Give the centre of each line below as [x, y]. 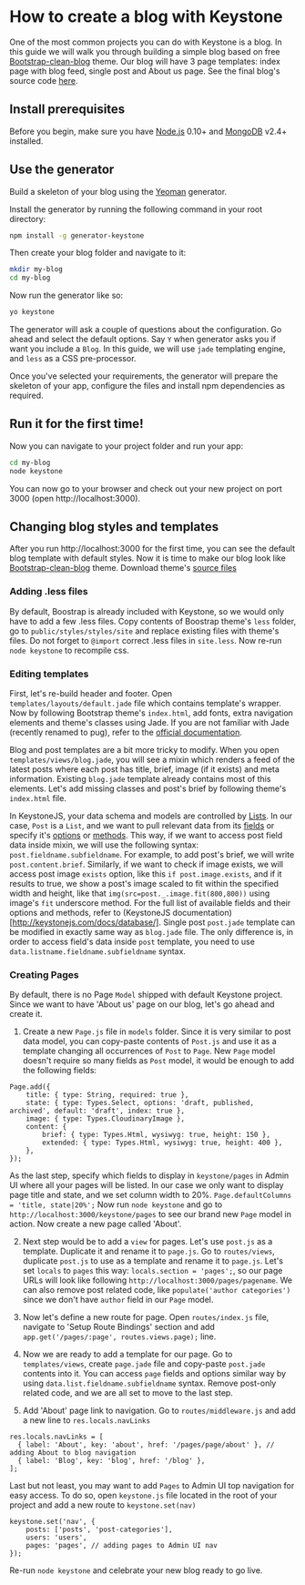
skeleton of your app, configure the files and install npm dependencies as [147, 386]
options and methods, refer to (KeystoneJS [90, 913]
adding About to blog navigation [73, 1453]
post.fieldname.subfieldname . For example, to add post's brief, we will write [152, 855]
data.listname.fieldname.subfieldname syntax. [98, 951]
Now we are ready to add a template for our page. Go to [127, 1355]
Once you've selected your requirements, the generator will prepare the [144, 376]
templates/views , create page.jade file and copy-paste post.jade [144, 1364]
